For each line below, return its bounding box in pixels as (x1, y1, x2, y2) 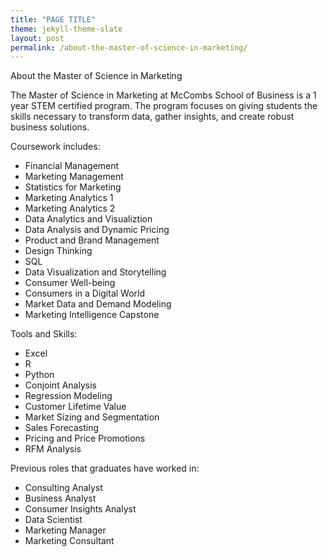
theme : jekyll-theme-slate (10, 24, 123, 34)
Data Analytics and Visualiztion (24, 213, 153, 225)
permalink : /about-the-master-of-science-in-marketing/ (10, 42, 248, 53)
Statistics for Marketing (24, 181, 122, 193)
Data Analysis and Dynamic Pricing (24, 224, 170, 236)
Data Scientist (24, 514, 83, 526)
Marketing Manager (24, 524, 107, 536)
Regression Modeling (24, 390, 113, 402)
